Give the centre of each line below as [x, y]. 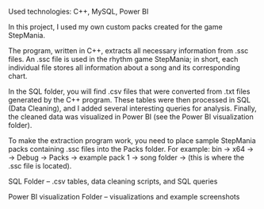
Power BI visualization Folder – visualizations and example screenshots [124, 197]
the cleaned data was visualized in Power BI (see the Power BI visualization [131, 117]
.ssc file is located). [40, 166]
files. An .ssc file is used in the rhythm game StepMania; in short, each [123, 59]
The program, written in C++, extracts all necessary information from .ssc [128, 50]
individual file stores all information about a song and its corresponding [124, 68]
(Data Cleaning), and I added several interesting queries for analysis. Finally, [133, 108]
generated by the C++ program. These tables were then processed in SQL [130, 100]
